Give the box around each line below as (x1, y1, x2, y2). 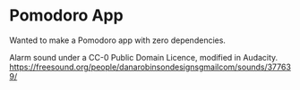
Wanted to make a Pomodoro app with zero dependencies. (9, 35, 227, 45)
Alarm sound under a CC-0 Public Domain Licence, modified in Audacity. (9, 52, 279, 62)
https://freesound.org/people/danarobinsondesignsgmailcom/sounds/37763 (9, 61, 291, 72)
